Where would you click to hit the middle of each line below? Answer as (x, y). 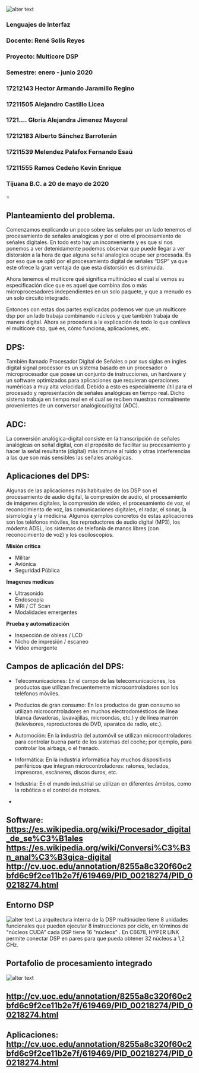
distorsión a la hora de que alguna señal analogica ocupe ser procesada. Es (99, 255)
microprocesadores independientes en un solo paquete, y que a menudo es (99, 292)
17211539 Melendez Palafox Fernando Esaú (70, 152)
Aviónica (25, 564)
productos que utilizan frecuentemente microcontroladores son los (97, 687)
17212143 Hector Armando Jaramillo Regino (70, 88)
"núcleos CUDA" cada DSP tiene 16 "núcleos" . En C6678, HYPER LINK (93, 932)
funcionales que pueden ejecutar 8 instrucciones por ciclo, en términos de (97, 926)
